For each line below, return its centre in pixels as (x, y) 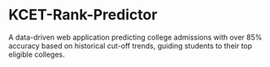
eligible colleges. (37, 54)
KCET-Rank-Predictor (83, 15)
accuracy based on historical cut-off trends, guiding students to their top (131, 45)
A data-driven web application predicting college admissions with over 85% (135, 37)
